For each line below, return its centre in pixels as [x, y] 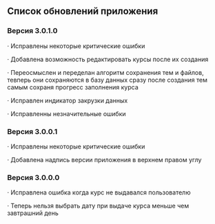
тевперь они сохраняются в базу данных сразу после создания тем [107, 80]
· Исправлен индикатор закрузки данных [68, 100]
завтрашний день [33, 213]
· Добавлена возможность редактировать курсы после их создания [108, 59]
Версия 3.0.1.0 [32, 31]
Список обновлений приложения [83, 11]
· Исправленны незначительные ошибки [66, 113]
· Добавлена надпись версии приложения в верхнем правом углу [104, 159]
